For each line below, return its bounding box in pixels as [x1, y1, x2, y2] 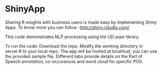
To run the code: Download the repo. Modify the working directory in [5, 43, 143, 49]
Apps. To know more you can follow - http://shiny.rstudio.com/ [5, 24, 130, 30]
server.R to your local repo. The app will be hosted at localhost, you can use [5, 48, 157, 54]
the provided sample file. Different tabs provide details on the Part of [5, 53, 143, 59]
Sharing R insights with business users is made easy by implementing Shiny [5, 19, 157, 25]
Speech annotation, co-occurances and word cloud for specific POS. [5, 58, 144, 64]
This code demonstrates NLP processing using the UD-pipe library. [5, 34, 140, 40]
